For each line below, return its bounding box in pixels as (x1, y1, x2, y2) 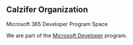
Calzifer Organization (6, 5, 88, 15)
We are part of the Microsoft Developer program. (6, 32, 128, 39)
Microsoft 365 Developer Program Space (6, 20, 108, 27)
